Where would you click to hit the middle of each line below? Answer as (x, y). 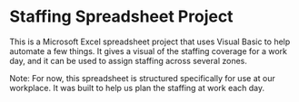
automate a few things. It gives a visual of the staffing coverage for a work (149, 51)
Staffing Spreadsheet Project (121, 17)
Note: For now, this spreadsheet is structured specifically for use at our (142, 78)
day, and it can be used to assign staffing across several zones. (129, 60)
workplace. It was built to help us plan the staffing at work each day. (137, 88)
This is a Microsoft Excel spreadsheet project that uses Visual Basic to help (150, 42)
